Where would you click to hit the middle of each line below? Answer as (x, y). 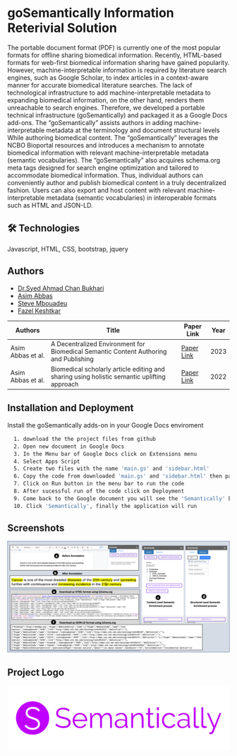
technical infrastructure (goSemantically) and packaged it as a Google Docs (117, 115)
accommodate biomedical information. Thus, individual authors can (105, 175)
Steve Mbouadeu (42, 303)
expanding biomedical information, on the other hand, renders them (106, 100)
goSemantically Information (91, 13)
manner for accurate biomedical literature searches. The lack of (100, 85)
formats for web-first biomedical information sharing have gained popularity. (119, 62)
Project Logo (36, 672)
